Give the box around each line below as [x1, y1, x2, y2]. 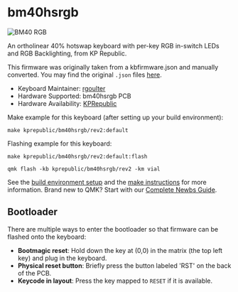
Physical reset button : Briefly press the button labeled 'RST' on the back [17, 261, 232, 270]
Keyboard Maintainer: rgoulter [17, 84, 106, 92]
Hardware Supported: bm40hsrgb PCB [17, 92, 131, 100]
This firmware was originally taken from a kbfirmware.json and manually [7, 63, 219, 71]
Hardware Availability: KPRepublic [17, 99, 117, 107]
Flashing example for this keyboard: [7, 139, 112, 148]
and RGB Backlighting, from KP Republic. [7, 49, 127, 58]
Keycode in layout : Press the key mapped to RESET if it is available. [17, 276, 213, 285]
